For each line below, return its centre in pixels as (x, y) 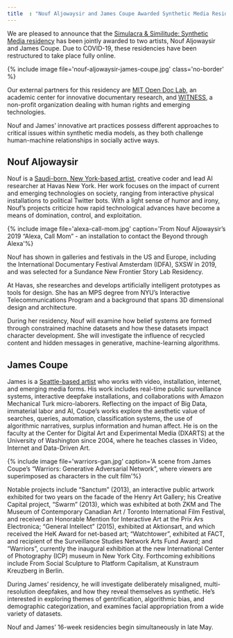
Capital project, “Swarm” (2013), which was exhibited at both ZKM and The (114, 505)
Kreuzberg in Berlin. (36, 571)
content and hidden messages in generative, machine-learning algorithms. (114, 343)
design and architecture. (42, 308)
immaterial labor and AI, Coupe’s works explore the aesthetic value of (106, 411)
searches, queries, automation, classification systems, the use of (100, 419)
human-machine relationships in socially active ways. (83, 140)
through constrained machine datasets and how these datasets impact (108, 328)
